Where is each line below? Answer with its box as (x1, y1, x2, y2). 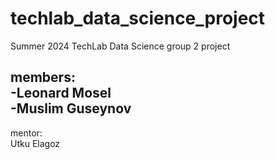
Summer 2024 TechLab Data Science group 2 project (10, 40, 231, 52)
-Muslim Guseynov (10, 100, 132, 117)
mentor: (10, 127, 43, 139)
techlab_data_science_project (10, 7, 266, 30)
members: (10, 69, 76, 86)
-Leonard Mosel (10, 85, 112, 102)
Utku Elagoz (10, 137, 61, 149)
